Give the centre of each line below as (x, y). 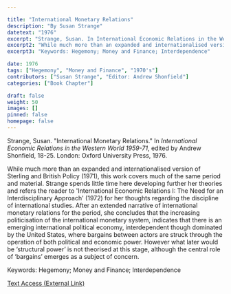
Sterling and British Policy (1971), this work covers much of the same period (114, 176)
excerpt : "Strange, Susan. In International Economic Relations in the (112, 39)
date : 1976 (23, 64)
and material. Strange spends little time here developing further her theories (115, 183)
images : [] (23, 108)
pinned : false (27, 115)
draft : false (26, 96)
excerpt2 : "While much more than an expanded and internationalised (107, 45)
